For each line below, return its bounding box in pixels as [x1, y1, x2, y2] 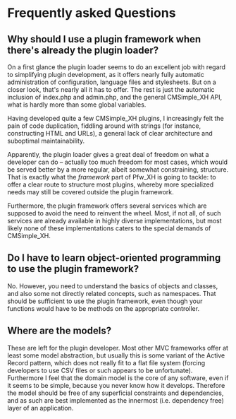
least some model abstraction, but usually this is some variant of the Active [7, 351, 225, 360]
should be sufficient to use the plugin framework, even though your [7, 297, 203, 305]
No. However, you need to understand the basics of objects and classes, [7, 281, 218, 290]
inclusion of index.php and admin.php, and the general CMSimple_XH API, [7, 93, 223, 101]
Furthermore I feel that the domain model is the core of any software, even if [7, 373, 229, 382]
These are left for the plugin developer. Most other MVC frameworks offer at [7, 343, 229, 352]
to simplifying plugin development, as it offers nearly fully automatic [7, 71, 204, 78]
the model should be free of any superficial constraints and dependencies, [7, 389, 224, 397]
